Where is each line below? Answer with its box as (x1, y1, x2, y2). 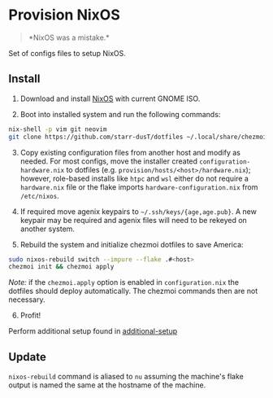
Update (8, 350, 47, 364)
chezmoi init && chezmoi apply (8, 263, 115, 271)
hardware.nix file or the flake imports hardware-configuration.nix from (19, 182, 258, 192)
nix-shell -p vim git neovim (8, 125, 107, 133)
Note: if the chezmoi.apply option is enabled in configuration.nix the (8, 278, 240, 287)
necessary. (8, 295, 46, 304)
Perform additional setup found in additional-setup (8, 326, 178, 336)
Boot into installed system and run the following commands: (19, 109, 221, 119)
